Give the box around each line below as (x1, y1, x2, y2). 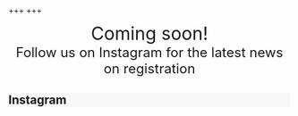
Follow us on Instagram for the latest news (15, 44, 284, 61)
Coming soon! (90, 22, 209, 45)
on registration (103, 60, 196, 77)
